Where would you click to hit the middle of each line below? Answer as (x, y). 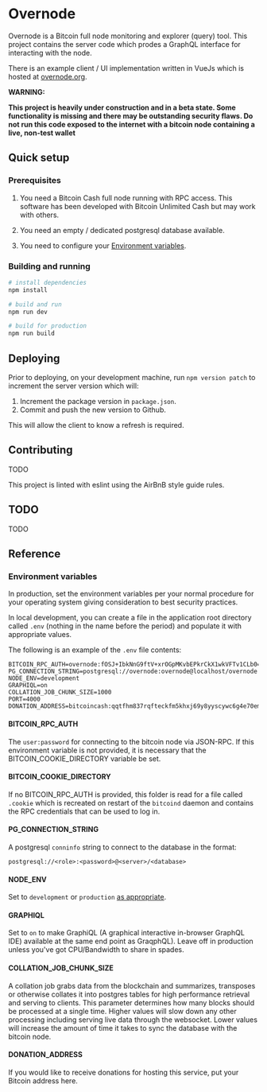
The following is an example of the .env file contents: (95, 650)
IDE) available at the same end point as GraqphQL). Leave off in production (131, 941)
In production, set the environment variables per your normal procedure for (131, 594)
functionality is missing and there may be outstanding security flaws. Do (131, 115)
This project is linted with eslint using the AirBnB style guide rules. (116, 484)
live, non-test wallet (42, 133)
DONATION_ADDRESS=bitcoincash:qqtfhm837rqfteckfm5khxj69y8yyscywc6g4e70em (135, 706)
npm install (28, 290)
